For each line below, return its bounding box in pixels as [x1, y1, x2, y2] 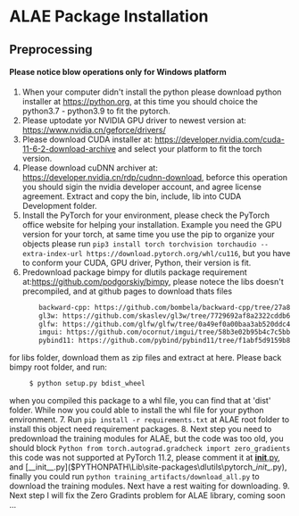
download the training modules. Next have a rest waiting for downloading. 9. [9, 480, 290, 492]
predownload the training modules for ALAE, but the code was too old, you [9, 433, 284, 444]
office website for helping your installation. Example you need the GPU [21, 219, 283, 229]
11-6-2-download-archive [21, 143, 116, 154]
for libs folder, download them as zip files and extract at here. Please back [9, 353, 282, 363]
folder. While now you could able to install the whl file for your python [9, 404, 265, 416]
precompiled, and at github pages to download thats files [21, 286, 233, 296]
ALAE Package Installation [9, 6, 209, 27]
